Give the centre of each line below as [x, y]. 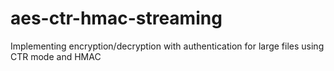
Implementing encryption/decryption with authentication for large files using [167, 46]
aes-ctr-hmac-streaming [116, 18]
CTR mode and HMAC [56, 56]
